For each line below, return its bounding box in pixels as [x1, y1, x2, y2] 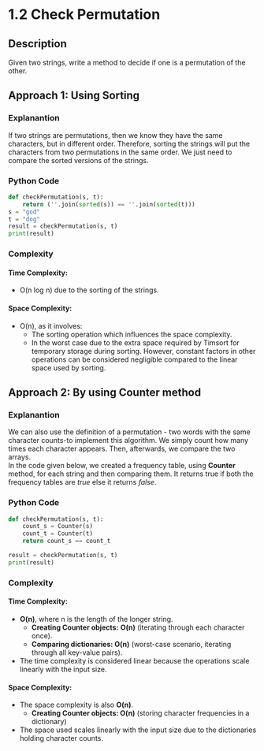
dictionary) [31, 717, 67, 727]
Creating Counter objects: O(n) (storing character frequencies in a [31, 708, 250, 718]
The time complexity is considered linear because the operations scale [19, 656, 250, 665]
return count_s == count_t [22, 537, 111, 545]
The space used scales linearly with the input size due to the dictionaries [19, 725, 257, 734]
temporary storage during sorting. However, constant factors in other [31, 346, 256, 355]
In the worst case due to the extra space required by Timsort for [31, 337, 240, 348]
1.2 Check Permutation [8, 6, 161, 24]
